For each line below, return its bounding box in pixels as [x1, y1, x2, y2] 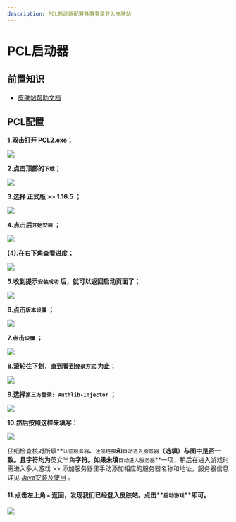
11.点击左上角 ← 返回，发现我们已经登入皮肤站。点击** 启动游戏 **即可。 [7, 491, 210, 499]
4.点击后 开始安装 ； [7, 220, 61, 230]
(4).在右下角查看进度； [7, 249, 74, 258]
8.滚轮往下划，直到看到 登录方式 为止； [7, 362, 116, 371]
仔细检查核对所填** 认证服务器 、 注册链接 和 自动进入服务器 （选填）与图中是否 [7, 446, 215, 456]
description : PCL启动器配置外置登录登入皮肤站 [7, 10, 132, 18]
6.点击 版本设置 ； [7, 305, 55, 314]
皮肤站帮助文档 [17, 93, 61, 102]
